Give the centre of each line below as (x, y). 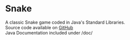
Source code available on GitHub (39, 27)
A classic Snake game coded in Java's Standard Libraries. (65, 22)
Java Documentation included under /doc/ (49, 33)
